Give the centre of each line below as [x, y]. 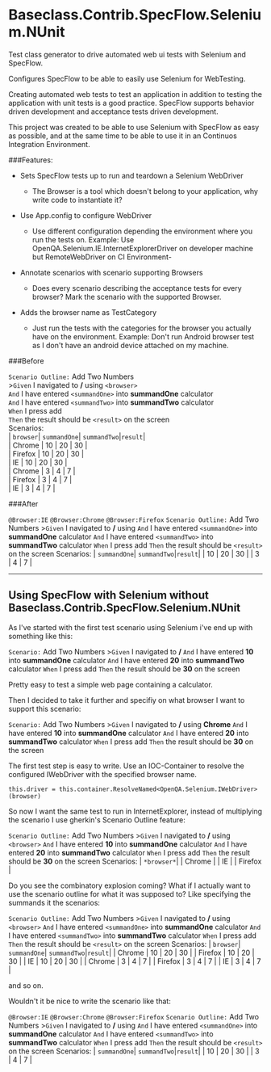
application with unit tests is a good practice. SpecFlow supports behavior [131, 103]
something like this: [41, 636]
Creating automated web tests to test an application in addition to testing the [135, 94]
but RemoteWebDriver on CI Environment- [102, 257]
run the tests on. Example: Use [83, 239]
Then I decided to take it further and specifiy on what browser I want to [127, 700]
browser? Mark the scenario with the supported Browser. [127, 296]
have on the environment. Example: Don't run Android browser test [143, 336]
